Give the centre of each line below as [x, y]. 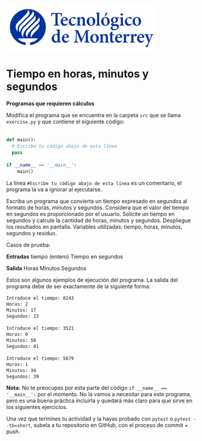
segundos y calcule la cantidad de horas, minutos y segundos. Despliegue [99, 220]
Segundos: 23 [23, 316]
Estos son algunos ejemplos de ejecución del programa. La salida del [92, 280]
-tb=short [19, 426]
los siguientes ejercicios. [37, 407]
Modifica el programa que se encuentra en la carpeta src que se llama [93, 115]
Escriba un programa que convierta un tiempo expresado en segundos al [97, 201]
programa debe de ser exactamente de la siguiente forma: [78, 287]
